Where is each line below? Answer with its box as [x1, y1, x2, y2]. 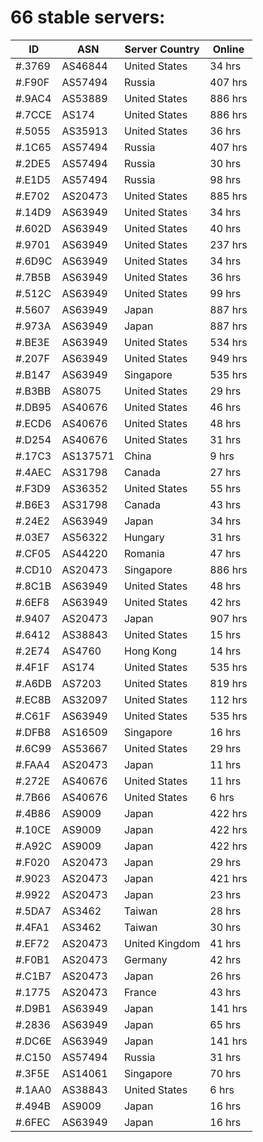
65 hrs [209, 1017, 242, 1031]
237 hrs [209, 237, 248, 251]
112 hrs [209, 692, 248, 706]
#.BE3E [15, 335, 50, 349]
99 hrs [209, 286, 242, 300]
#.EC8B [15, 692, 52, 706]
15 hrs [209, 627, 242, 641]
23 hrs [209, 887, 242, 901]
